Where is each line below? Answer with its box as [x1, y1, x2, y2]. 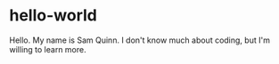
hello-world [9, 5, 98, 26]
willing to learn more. [9, 44, 86, 54]
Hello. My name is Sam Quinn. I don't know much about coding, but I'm [9, 35, 270, 45]
